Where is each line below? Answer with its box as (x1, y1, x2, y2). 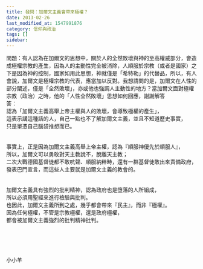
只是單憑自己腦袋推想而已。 (6, 122, 76, 130)
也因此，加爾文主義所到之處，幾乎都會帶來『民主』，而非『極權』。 (6, 201, 170, 208)
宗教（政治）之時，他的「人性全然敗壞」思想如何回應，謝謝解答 (6, 92, 165, 99)
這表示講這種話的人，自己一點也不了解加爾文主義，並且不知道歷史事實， (6, 115, 186, 122)
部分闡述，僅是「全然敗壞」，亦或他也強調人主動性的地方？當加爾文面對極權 (6, 85, 195, 91)
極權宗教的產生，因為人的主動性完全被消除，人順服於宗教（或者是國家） (11, 62, 192, 69)
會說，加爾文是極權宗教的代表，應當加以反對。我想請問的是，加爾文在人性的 (6, 77, 197, 84)
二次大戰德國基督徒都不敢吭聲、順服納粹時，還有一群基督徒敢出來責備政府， (6, 158, 197, 165)
